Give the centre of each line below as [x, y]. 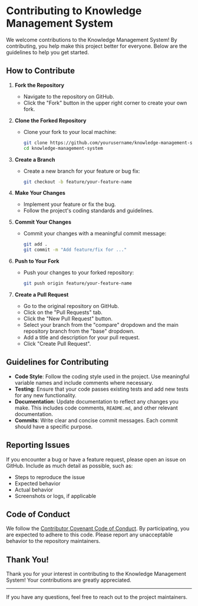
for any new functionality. [45, 395]
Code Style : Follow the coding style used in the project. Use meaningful [102, 376]
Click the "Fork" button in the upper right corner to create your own [105, 103]
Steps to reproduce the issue [50, 477]
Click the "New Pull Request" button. [68, 319]
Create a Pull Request [42, 294]
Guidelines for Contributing [57, 362]
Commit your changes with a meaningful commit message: [95, 234]
